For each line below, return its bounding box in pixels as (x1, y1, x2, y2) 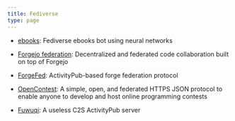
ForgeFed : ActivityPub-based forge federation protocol (17, 71, 178, 79)
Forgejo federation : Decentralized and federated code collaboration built (17, 50, 229, 58)
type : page (7, 17, 40, 24)
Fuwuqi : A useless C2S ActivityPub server (17, 106, 141, 114)
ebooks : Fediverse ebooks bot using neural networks (17, 36, 173, 44)
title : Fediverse (7, 10, 59, 18)
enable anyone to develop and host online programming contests (17, 92, 207, 101)
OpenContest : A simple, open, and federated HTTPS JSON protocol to (17, 84, 223, 93)
